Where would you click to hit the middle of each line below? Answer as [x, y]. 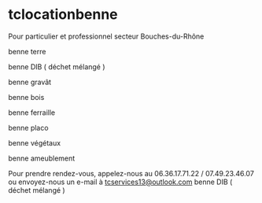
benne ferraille [32, 113]
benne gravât [30, 82]
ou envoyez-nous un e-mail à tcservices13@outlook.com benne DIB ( [120, 182]
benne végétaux [35, 142]
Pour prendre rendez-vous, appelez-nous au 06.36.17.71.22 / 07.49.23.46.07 [131, 173]
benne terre [27, 51]
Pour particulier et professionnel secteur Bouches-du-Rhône [106, 36]
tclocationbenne [63, 15]
